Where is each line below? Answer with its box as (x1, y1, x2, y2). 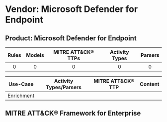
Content (140, 81, 160, 88)
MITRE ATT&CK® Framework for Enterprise (5, 109, 141, 118)
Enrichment (7, 92, 35, 99)
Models (26, 52, 44, 58)
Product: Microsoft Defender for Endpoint (5, 34, 137, 42)
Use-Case (8, 81, 34, 88)
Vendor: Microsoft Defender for (5, 3, 138, 15)
